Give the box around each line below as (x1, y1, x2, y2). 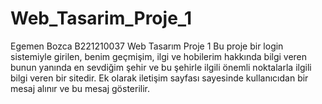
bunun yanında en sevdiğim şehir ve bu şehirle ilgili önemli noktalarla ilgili (10, 61, 312, 73)
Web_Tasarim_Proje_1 (10, 7, 193, 30)
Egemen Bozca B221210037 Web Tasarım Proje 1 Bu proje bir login (10, 40, 284, 52)
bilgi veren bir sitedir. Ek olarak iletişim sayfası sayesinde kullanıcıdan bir (10, 72, 309, 84)
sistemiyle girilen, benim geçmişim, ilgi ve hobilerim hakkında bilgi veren (10, 50, 308, 62)
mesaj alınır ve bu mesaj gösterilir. (10, 82, 150, 94)
